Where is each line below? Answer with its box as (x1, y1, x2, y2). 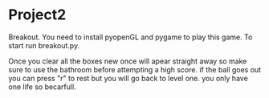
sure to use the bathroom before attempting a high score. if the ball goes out (8, 64, 262, 74)
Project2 (8, 6, 67, 24)
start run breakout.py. (8, 40, 80, 50)
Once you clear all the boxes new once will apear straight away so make (8, 56, 247, 66)
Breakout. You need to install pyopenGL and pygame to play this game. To (8, 32, 253, 42)
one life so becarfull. (8, 82, 76, 92)
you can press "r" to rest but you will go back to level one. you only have (8, 73, 249, 83)
